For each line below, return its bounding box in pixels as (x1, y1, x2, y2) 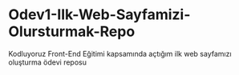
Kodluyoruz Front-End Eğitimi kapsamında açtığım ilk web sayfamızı (8, 49, 232, 58)
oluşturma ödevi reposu (8, 57, 87, 67)
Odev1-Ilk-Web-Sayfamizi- (8, 6, 191, 24)
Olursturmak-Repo (8, 22, 136, 41)
